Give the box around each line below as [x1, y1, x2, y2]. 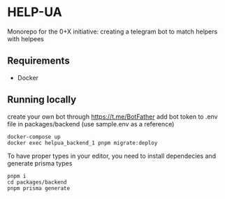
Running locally [7, 94, 77, 105]
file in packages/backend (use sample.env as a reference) [7, 119, 175, 128]
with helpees [7, 34, 44, 43]
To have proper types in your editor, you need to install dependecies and [7, 152, 217, 160]
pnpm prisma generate [7, 184, 71, 192]
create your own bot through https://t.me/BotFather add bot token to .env [7, 112, 218, 121]
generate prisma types [7, 159, 73, 168]
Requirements [7, 55, 70, 67]
